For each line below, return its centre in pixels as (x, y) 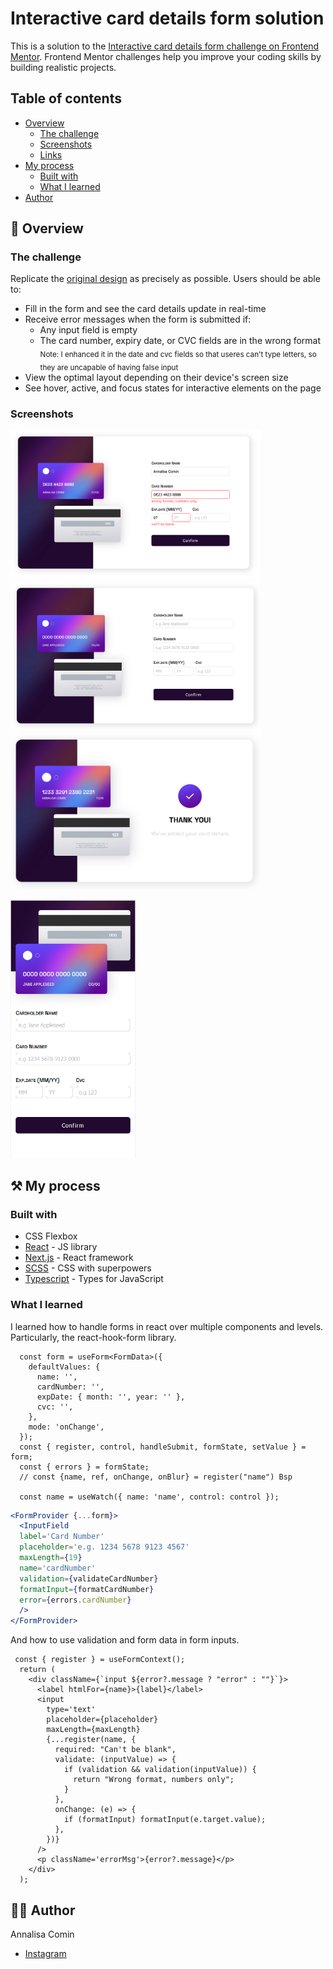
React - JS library (61, 1247)
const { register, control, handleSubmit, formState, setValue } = (163, 1447)
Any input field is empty (88, 330)
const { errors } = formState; (84, 1467)
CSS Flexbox (51, 1236)
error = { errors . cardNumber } (75, 1600)
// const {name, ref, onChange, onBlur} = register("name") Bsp (156, 1477)
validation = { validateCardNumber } (89, 1578)
